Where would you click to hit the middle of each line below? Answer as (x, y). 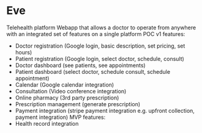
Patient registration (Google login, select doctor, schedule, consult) (100, 59)
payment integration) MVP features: (60, 117)
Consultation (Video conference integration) (71, 91)
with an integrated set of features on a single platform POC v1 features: (96, 34)
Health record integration (47, 123)
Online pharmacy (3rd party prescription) (67, 98)
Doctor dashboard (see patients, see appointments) (80, 65)
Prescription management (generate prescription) (78, 104)
